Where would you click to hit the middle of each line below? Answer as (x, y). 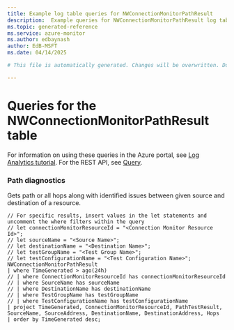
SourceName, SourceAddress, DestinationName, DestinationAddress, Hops (113, 313)
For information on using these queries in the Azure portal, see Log (103, 155)
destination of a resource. (44, 202)
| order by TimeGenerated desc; (54, 319)
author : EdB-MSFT (32, 46)
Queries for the (52, 106)
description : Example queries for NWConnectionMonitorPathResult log (112, 20)
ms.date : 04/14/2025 (37, 53)
